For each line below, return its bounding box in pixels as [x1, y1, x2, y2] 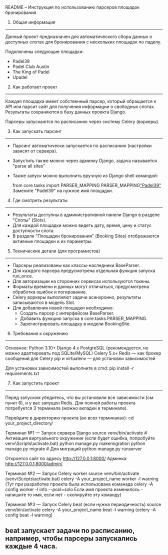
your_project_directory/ [5, 420, 53, 426]
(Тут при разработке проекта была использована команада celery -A [5, 481, 153, 487]
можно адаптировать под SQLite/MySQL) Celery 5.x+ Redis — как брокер [5, 350, 161, 356]
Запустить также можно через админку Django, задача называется [12, 157, 157, 163]
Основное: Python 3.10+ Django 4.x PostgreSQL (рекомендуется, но [5, 345, 148, 350]
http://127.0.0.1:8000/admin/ [5, 461, 63, 466]
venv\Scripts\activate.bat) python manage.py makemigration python [5, 440, 146, 446]
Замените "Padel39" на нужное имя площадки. [12, 187, 113, 193]
